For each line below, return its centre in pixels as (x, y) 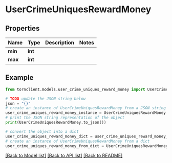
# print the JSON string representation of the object (65, 118)
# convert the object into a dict (42, 131)
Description (60, 43)
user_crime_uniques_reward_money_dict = (49, 136)
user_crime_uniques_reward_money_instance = (53, 113)
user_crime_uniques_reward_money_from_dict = (55, 146)
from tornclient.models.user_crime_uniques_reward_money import (75, 89)
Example (19, 78)
